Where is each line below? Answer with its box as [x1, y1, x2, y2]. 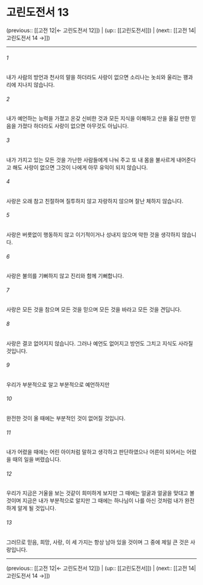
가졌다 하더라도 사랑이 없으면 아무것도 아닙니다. [17, 122, 129, 130]
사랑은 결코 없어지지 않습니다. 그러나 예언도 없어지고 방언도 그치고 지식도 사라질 [6, 340, 193, 347]
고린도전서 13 [6, 5, 69, 19]
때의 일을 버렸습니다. [12, 456, 62, 463]
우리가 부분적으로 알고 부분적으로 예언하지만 [6, 381, 110, 388]
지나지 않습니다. [17, 81, 55, 88]
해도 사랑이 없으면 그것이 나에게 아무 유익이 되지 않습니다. [12, 164, 148, 171]
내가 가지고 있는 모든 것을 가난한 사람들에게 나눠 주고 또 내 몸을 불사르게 [6, 156, 175, 163]
